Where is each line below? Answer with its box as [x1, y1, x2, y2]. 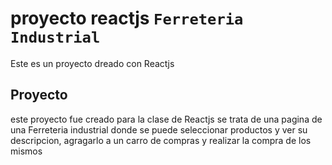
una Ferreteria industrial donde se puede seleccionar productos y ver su [10, 123, 308, 136]
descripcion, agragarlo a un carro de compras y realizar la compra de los [10, 134, 312, 146]
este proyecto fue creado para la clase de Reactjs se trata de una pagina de [10, 113, 323, 125]
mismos [10, 145, 43, 157]
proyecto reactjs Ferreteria [10, 7, 244, 30]
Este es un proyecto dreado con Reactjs [10, 57, 175, 69]
